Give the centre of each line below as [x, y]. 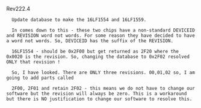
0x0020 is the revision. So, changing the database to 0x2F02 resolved [98, 57]
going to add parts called [40, 78]
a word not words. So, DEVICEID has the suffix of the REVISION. [90, 41]
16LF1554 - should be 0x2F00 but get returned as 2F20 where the [95, 51]
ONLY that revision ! [33, 62]
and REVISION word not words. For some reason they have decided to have [101, 36]
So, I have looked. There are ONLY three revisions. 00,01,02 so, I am [104, 72]
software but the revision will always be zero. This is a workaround [97, 94]
